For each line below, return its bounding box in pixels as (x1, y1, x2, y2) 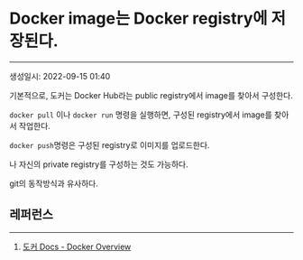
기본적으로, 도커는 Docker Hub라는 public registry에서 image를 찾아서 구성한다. (9, 89, 293, 100)
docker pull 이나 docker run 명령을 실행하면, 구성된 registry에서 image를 (9, 109, 272, 120)
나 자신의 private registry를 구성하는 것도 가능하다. (9, 159, 188, 170)
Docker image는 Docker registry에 (9, 8, 268, 29)
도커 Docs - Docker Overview (22, 241, 132, 252)
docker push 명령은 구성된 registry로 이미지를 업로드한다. (9, 139, 210, 150)
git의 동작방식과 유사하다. (9, 178, 99, 189)
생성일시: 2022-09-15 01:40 (9, 70, 111, 81)
